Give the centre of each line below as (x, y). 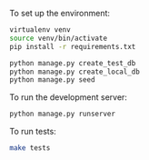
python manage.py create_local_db (75, 72)
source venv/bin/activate (58, 38)
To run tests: (33, 132)
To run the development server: (68, 97)
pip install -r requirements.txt (73, 46)
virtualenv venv (40, 30)
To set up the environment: (60, 13)
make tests (30, 148)
